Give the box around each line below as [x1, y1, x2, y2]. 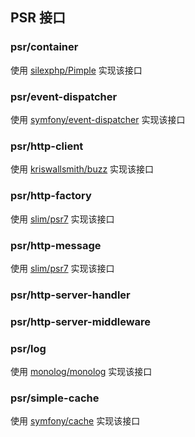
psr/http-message [10, 238, 102, 252]
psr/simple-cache [10, 391, 100, 405]
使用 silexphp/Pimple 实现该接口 [10, 64, 143, 76]
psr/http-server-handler [10, 288, 131, 302]
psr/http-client [10, 139, 84, 153]
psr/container [10, 40, 79, 54]
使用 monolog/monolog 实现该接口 [10, 366, 153, 378]
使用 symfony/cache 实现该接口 [10, 415, 141, 427]
